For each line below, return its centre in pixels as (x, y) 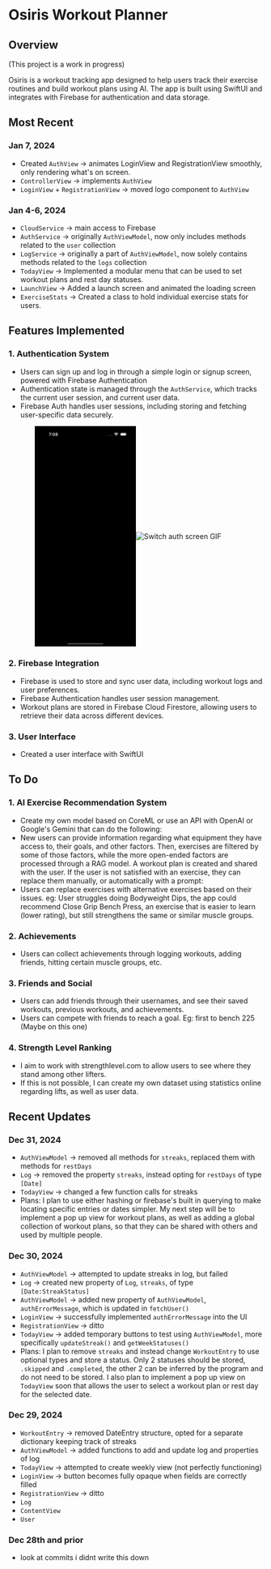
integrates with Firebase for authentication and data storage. (109, 97)
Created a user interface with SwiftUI (82, 754)
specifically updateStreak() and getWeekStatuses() (105, 1342)
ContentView (40, 1511)
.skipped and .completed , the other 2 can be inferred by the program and (142, 1368)
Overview (34, 45)
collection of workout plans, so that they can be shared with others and (139, 1226)
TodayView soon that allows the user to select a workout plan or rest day (139, 1385)
